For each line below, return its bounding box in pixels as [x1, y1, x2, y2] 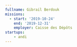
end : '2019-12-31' [14, 21, 51, 26]
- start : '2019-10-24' [9, 16, 55, 21]
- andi [14, 35, 27, 40]
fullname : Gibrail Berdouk [5, 7, 60, 12]
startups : [5, 30, 25, 35]
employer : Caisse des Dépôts [14, 25, 73, 30]
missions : [5, 12, 25, 17]
